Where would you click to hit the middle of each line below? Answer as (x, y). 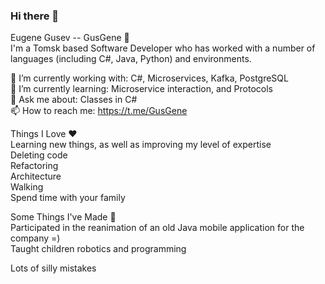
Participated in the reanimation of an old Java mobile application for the (157, 228)
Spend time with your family (68, 198)
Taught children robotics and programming (98, 249)
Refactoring (34, 166)
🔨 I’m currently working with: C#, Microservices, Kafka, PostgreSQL (149, 78)
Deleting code (39, 155)
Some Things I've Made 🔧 (63, 217)
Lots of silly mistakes (53, 268)
